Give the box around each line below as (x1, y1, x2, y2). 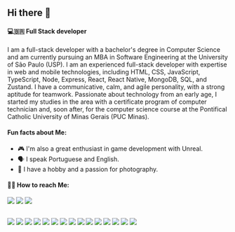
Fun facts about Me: (7, 128, 67, 137)
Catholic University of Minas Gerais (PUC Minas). (7, 112, 149, 121)
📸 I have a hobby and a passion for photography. (17, 165, 159, 173)
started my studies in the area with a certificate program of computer (7, 97, 207, 106)
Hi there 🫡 (7, 7, 51, 19)
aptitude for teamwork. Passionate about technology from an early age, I (7, 90, 217, 98)
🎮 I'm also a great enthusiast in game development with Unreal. (17, 144, 203, 153)
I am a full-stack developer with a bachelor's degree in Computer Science (7, 45, 221, 53)
